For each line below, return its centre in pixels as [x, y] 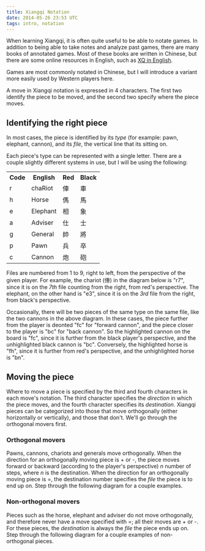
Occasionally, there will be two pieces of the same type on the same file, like [103, 312]
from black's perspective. [39, 300]
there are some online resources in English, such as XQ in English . [90, 60]
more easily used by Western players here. [60, 79]
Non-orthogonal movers [43, 501]
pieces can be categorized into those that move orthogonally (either [92, 411]
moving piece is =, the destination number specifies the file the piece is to [99, 479]
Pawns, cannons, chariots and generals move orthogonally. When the [94, 453]
